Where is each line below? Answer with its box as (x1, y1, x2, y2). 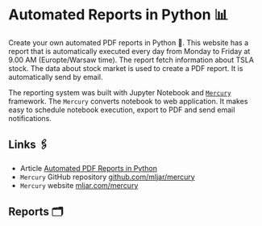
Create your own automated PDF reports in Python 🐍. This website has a (8, 37, 248, 48)
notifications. (8, 113, 52, 123)
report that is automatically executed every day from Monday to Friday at (8, 46, 251, 56)
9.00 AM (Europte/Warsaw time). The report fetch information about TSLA (8, 55, 254, 65)
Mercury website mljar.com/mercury (19, 180, 139, 190)
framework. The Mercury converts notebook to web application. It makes (8, 96, 248, 106)
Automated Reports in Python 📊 (8, 6, 229, 24)
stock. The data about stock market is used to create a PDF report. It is (8, 63, 243, 73)
